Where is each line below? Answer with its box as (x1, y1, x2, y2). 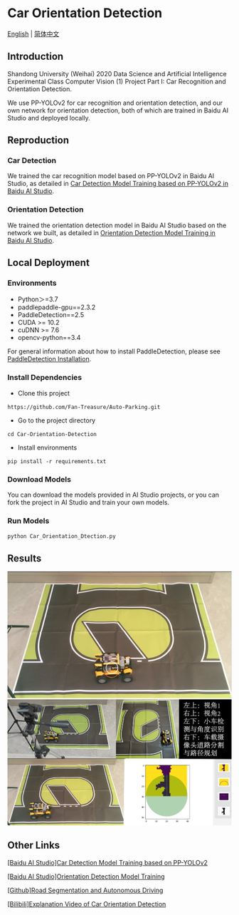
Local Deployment (7, 257, 90, 269)
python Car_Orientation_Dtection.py (7, 533, 116, 540)
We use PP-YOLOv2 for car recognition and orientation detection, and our (7, 98, 223, 107)
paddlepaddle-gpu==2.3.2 (17, 303, 96, 311)
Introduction (7, 51, 64, 63)
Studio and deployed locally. (7, 113, 90, 122)
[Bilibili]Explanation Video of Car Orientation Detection (7, 899, 166, 908)
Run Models (7, 515, 50, 525)
